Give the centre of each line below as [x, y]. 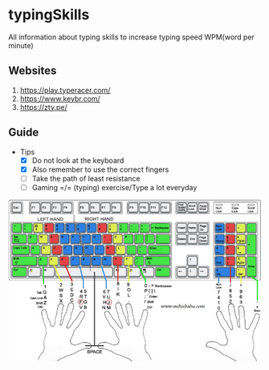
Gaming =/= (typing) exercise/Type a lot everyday [114, 187]
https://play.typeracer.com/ [65, 90]
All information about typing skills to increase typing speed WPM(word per [132, 37]
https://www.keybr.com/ [60, 99]
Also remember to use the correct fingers [100, 169]
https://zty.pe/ [43, 107]
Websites [33, 71]
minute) [21, 45]
